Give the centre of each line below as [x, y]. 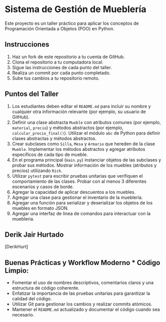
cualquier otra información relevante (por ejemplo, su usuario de [79, 112]
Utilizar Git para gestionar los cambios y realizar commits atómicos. [82, 304]
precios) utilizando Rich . [37, 171]
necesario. [23, 315]
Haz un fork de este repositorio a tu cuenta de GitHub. [68, 57]
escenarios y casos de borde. [43, 186]
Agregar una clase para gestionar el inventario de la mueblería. [77, 197]
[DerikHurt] [16, 247]
